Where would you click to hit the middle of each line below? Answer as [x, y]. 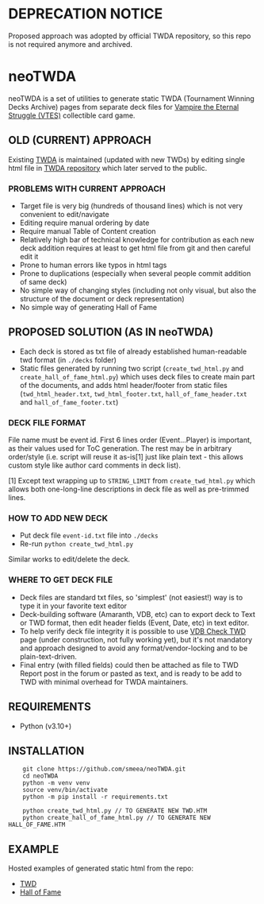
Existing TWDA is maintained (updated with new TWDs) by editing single [127, 159]
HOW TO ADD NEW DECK [58, 518]
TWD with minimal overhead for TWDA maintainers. [104, 681]
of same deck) [43, 281]
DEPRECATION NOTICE [86, 14]
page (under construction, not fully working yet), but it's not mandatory [136, 639]
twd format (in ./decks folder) [68, 359]
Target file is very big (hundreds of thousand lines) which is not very [131, 206]
